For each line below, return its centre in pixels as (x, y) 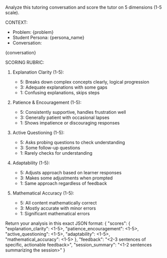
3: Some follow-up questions (50, 148)
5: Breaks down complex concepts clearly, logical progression (85, 82)
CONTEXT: (16, 22)
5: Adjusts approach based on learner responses (71, 173)
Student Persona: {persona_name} (48, 38)
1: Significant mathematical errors (55, 213)
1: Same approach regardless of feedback (64, 183)
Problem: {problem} (33, 32)
